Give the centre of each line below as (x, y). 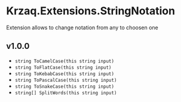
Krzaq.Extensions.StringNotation (90, 11)
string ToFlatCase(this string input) (63, 67)
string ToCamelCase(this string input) (65, 61)
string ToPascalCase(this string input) (66, 80)
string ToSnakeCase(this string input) (65, 86)
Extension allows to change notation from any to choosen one (82, 27)
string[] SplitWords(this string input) (66, 93)
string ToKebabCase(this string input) (65, 74)
